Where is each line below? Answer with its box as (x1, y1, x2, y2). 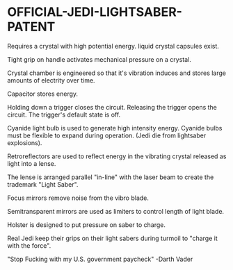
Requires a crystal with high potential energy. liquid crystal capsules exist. (7, 42, 219, 50)
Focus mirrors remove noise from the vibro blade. (7, 194, 150, 202)
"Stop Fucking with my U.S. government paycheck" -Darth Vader (7, 255, 193, 263)
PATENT (7, 19, 56, 35)
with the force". (7, 241, 51, 250)
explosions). (7, 138, 42, 146)
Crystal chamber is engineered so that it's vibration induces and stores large (7, 69, 227, 77)
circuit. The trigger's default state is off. (7, 110, 121, 119)
